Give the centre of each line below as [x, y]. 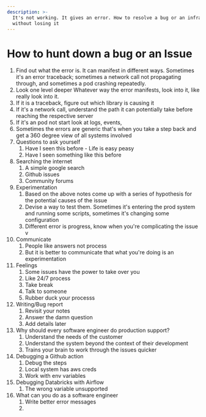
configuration [42, 220]
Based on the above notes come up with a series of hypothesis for [108, 194]
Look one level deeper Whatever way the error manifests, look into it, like [108, 90]
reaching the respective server [54, 116]
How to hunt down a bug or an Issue [100, 54]
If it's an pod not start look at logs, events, [69, 122]
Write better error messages [61, 402]
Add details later [46, 324]
